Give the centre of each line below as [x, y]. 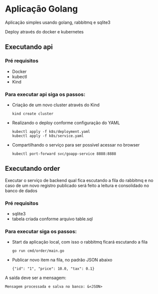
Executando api [29, 47]
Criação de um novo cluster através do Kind [56, 105]
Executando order [33, 169]
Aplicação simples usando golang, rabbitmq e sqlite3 [58, 22]
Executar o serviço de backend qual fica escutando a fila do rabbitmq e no [79, 180]
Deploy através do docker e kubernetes [44, 32]
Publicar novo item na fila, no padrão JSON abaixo [62, 260]
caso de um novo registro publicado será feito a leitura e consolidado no [77, 185]
